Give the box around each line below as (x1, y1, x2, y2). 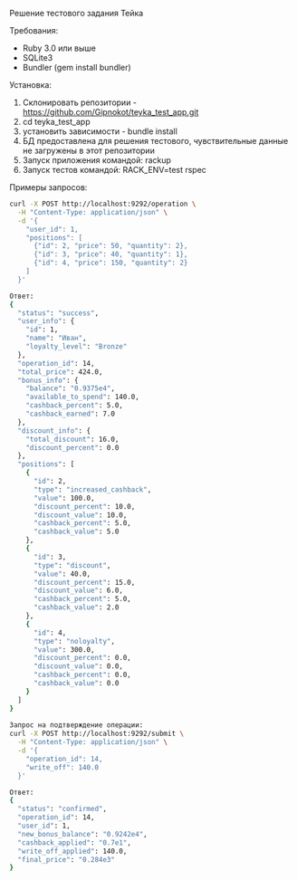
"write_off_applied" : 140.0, (17, 847, 128, 856)
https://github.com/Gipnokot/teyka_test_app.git (22, 107, 199, 117)
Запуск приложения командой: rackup (22, 155, 172, 166)
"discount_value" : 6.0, (33, 586, 124, 596)
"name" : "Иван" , (25, 334, 88, 343)
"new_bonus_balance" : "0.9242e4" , (17, 829, 148, 838)
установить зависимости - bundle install (22, 126, 178, 137)
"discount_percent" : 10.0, (33, 502, 136, 511)
